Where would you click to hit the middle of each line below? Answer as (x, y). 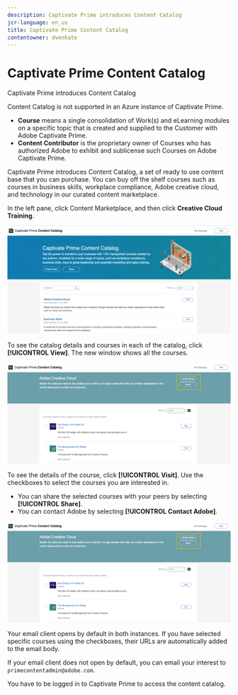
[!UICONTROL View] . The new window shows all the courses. (98, 352)
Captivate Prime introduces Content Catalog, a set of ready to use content (115, 172)
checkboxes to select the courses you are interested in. (88, 482)
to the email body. (34, 649)
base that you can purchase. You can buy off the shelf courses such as (111, 179)
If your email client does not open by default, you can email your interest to (117, 662)
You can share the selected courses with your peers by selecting (112, 496)
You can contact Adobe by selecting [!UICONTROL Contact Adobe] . (118, 511)
